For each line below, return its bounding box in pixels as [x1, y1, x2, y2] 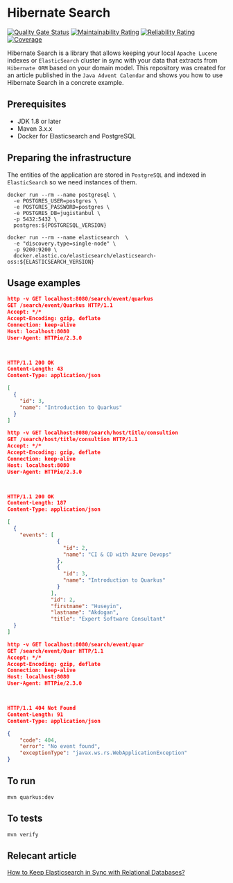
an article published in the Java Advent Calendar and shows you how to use [7, 71, 223, 79]
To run [7, 775, 36, 787]
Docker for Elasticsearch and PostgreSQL [17, 132, 137, 140]
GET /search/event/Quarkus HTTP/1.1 [7, 302, 113, 309]
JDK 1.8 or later [17, 117, 61, 125]
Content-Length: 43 [7, 365, 64, 373]
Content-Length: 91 [7, 711, 64, 718]
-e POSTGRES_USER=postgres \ [13, 197, 98, 205]
